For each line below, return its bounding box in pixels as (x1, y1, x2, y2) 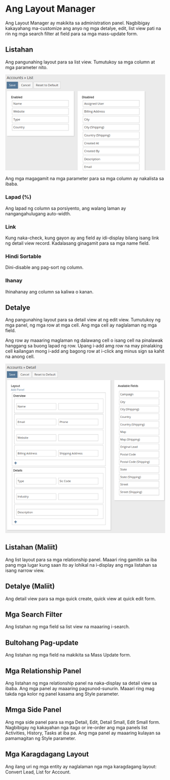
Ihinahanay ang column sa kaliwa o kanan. (5, 288, 94, 295)
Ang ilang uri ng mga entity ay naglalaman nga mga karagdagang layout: (5, 763, 157, 769)
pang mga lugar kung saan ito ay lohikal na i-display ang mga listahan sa (5, 562, 157, 568)
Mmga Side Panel (5, 705, 62, 714)
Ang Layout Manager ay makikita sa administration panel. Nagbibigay (5, 20, 150, 26)
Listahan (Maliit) (5, 543, 58, 551)
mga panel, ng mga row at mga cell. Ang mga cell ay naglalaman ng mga (5, 322, 157, 328)
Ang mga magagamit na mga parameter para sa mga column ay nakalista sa (5, 176, 164, 182)
